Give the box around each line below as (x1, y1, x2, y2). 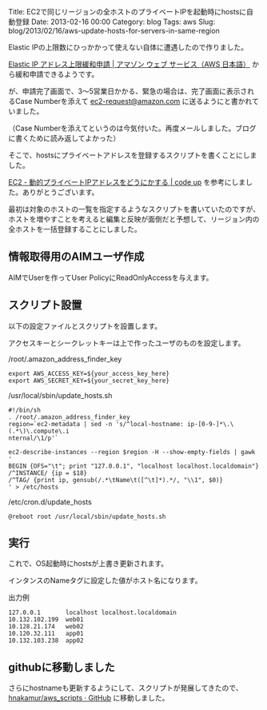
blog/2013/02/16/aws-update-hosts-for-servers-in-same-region (8, 26, 220, 35)
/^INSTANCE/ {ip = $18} (8, 469, 88, 477)
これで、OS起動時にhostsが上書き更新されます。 (8, 559, 169, 568)
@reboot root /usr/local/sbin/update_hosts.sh (8, 513, 166, 521)
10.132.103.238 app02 (8, 636, 84, 645)
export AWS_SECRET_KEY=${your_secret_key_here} (8, 377, 170, 385)
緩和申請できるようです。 (14, 70, 99, 78)
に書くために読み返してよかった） (8, 134, 121, 142)
